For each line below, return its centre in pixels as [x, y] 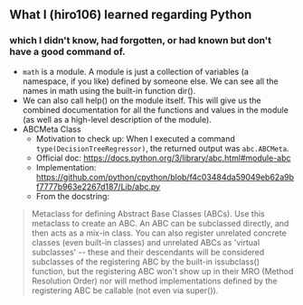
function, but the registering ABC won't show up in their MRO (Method [162, 271]
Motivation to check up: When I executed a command [135, 138]
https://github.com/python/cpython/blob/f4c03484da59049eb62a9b [165, 177]
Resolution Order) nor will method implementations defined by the [154, 281]
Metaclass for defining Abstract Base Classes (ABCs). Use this [148, 213]
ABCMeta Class [52, 129]
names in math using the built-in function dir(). [109, 90]
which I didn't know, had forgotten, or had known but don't [141, 41]
